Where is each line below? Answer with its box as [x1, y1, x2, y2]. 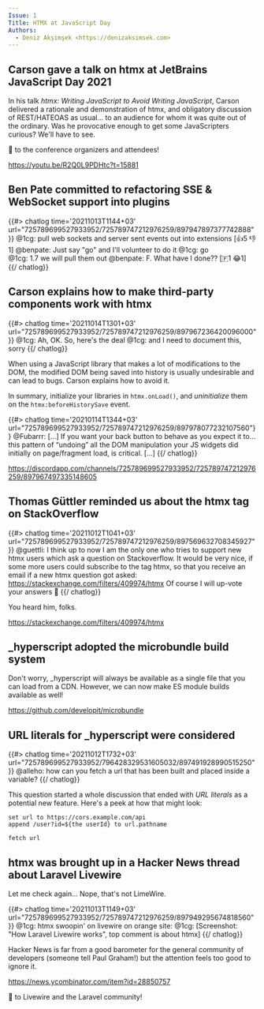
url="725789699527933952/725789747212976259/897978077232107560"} [8, 423, 256, 433]
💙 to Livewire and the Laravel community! [8, 992, 143, 1001]
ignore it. [8, 961, 37, 971]
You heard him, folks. [8, 602, 77, 612]
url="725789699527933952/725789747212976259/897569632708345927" [8, 536, 256, 546]
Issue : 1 [8, 11, 37, 20]
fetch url [8, 835, 41, 842]
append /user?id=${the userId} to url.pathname [8, 820, 168, 829]
